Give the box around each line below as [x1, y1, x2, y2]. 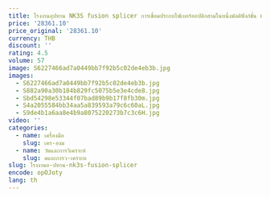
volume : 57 [8, 57, 45, 65]
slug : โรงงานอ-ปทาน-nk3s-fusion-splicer [8, 162, 138, 170]
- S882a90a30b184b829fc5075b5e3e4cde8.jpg [15, 86, 160, 95]
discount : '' [8, 42, 52, 50]
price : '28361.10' [8, 19, 70, 27]
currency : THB [8, 34, 56, 43]
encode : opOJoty [8, 169, 63, 177]
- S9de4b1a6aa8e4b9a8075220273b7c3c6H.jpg [15, 109, 160, 117]
